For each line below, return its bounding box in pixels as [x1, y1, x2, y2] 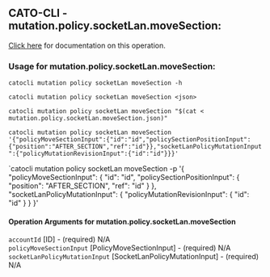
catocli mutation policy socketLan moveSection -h [8, 79, 183, 87]
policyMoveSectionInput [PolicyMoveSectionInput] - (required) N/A [8, 243, 231, 253]
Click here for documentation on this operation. [8, 40, 166, 50]
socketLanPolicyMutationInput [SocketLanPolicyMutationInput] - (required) [8, 252, 259, 262]
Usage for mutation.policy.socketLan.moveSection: [8, 61, 216, 72]
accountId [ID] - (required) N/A [8, 234, 111, 245]
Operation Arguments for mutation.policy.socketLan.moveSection [8, 216, 236, 226]
